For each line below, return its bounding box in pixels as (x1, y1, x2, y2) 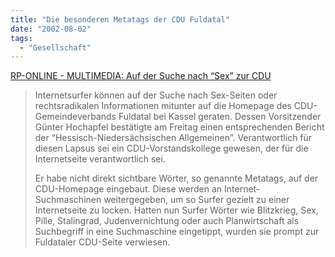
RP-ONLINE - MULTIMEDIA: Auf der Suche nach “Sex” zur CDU (10, 70, 272, 82)
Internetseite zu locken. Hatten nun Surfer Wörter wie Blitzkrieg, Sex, (34, 204, 319, 216)
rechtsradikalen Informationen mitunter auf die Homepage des (34, 100, 292, 112)
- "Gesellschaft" (19, 42, 92, 53)
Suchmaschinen (34, 194, 102, 206)
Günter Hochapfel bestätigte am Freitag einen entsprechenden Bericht (34, 121, 325, 133)
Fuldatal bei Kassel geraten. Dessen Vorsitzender (118, 111, 322, 123)
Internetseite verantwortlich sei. (34, 153, 166, 165)
